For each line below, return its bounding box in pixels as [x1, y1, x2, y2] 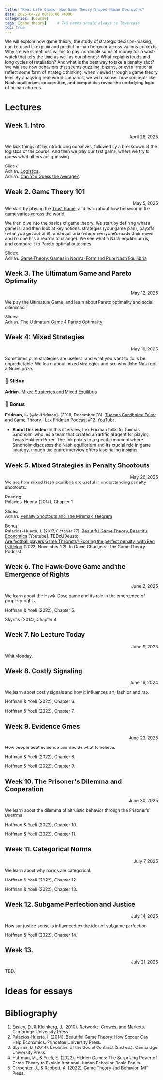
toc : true [5, 25, 25, 30]
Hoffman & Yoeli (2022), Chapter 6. [5, 698, 76, 704]
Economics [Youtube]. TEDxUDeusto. [5, 533, 80, 539]
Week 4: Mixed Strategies [5, 333, 85, 341]
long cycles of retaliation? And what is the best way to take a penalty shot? [5, 59, 154, 65]
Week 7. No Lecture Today [5, 631, 85, 639]
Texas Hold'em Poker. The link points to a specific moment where [12, 437, 143, 443]
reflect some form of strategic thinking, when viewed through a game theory [5, 69, 158, 75]
